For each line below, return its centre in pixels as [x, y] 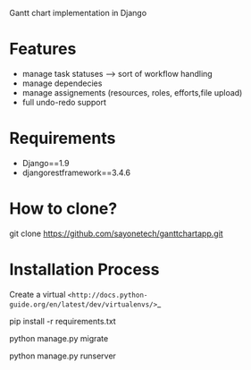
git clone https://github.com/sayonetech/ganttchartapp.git [116, 233]
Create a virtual [38, 294]
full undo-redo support [64, 102]
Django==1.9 [46, 163]
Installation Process [84, 269]
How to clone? [63, 209]
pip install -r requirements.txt [63, 321]
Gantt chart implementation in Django [78, 13]
